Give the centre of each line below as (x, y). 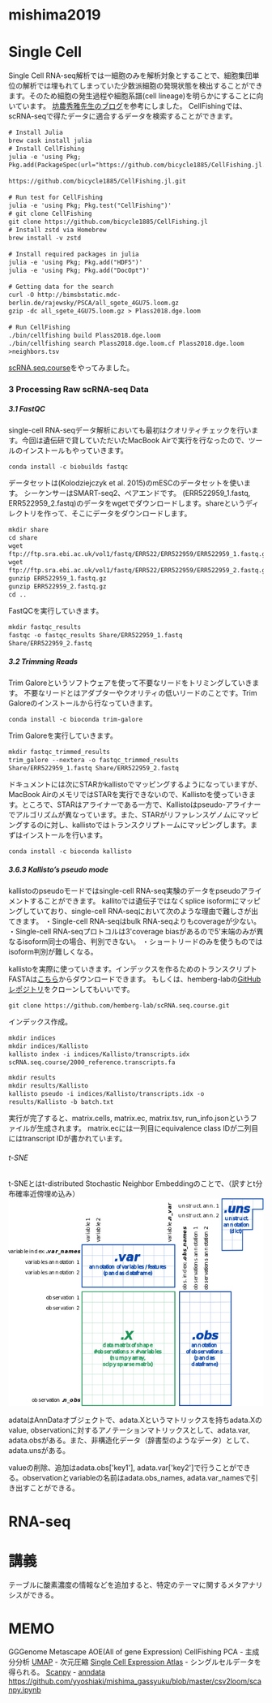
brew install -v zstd (45, 238)
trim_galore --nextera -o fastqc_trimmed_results (94, 760)
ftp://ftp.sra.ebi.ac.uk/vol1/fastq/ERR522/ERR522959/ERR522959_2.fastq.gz (139, 571)
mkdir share (28, 530)
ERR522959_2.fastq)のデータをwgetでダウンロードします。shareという (127, 503)
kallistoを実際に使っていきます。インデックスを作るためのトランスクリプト (133, 968)
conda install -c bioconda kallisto (70, 851)
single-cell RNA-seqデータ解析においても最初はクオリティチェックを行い (130, 430)
